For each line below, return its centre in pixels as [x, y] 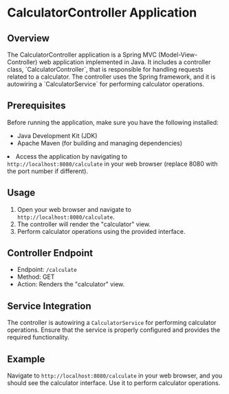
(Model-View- [178, 55]
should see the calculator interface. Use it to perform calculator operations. [114, 383]
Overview [29, 38]
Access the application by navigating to [72, 156]
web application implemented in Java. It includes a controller [125, 62]
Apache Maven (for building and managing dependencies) [100, 143]
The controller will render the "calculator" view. [84, 224]
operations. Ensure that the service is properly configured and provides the [114, 330]
